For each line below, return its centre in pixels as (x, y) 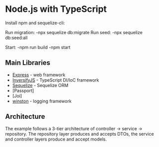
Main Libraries (28, 63)
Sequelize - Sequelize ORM (40, 85)
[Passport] (23, 91)
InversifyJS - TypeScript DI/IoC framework (56, 80)
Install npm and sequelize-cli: (35, 23)
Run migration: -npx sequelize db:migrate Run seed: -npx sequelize (74, 32)
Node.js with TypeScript (56, 9)
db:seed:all (17, 38)
